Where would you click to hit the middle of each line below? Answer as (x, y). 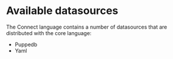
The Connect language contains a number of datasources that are (87, 27)
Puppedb (26, 44)
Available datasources (62, 11)
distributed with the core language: (49, 33)
